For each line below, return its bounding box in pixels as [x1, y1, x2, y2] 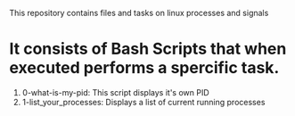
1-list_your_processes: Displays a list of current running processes [21, 96, 266, 107]
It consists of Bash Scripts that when [9, 39, 287, 59]
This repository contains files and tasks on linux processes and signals [9, 8, 269, 18]
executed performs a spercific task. [9, 58, 280, 79]
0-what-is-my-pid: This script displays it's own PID [21, 87, 209, 97]
